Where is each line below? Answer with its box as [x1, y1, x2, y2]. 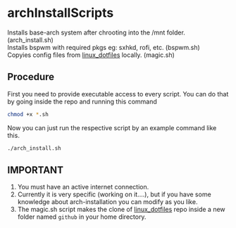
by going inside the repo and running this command [7, 97, 157, 106]
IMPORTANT [7, 164, 63, 176]
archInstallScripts [7, 5, 114, 21]
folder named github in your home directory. [17, 213, 147, 221]
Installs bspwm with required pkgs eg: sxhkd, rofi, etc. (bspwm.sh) [7, 43, 201, 51]
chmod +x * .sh [7, 110, 49, 118]
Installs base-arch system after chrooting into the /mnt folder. [7, 28, 185, 37]
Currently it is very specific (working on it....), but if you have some [17, 190, 211, 198]
